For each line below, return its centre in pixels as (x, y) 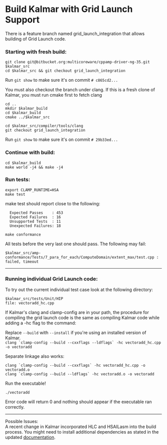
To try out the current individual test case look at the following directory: (79, 290)
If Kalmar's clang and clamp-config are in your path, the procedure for (77, 312)
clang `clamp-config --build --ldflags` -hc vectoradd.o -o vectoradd (80, 374)
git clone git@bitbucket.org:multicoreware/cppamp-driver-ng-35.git (78, 62)
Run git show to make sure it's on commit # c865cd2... (62, 80)
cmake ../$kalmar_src (28, 117)
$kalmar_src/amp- (23, 253)
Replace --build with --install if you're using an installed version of (76, 333)
